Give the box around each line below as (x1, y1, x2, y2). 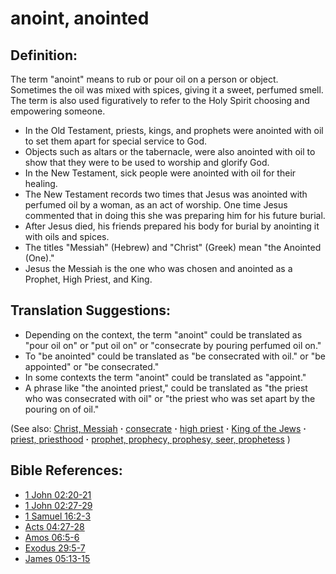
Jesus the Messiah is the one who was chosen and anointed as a (24, 263, 293, 274)
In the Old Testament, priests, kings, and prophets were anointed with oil (24, 125, 324, 136)
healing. (24, 178, 58, 189)
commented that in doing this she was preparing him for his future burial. (24, 210, 326, 221)
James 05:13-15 (24, 552, 91, 564)
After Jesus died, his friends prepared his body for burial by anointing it (24, 220, 320, 232)
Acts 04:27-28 (24, 520, 85, 532)
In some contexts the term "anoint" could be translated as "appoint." (24, 371, 307, 383)
